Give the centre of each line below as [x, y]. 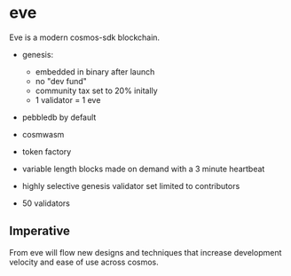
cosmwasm [43, 134]
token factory [47, 151]
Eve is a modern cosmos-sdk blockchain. [85, 37]
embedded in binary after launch [95, 71]
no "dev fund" [61, 81]
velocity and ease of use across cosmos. [84, 262]
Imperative [40, 231]
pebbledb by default [59, 117]
